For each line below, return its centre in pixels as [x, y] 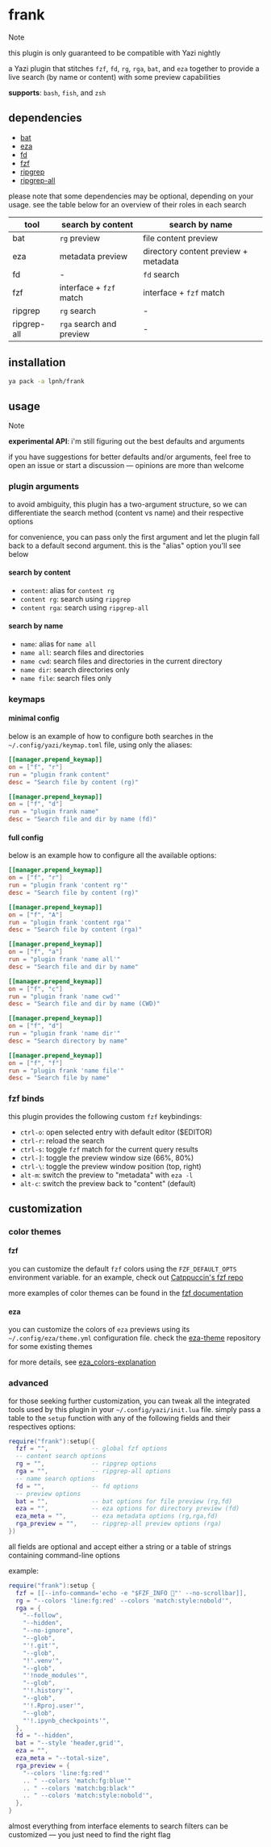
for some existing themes [50, 1347]
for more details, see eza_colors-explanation [82, 1362]
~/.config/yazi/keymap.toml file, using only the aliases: [100, 745]
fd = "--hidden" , [45, 1736]
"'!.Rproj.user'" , [54, 1705]
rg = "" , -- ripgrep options [86, 1464]
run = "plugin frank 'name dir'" [65, 1034]
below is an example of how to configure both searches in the [111, 737]
